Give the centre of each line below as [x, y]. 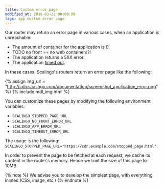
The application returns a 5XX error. [48, 57]
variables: [15, 106]
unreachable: [18, 38]
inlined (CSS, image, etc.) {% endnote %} [47, 180]
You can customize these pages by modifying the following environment [78, 101]
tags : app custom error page [35, 19]
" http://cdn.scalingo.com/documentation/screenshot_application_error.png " [82, 87]
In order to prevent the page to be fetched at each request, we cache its [78, 155]
